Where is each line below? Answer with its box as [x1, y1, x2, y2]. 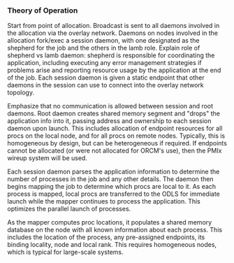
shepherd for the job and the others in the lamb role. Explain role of [7, 44, 200, 52]
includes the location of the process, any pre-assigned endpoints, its [7, 233, 205, 241]
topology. [7, 88, 35, 97]
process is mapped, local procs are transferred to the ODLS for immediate [7, 190, 220, 198]
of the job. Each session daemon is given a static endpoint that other [7, 73, 205, 82]
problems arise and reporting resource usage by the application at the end [7, 66, 221, 75]
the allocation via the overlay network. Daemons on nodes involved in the [7, 29, 219, 37]
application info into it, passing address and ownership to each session [7, 117, 212, 125]
